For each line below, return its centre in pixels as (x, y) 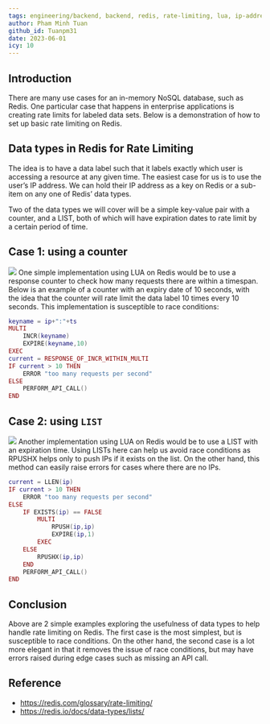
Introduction (40, 79)
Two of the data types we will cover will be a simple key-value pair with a (129, 209)
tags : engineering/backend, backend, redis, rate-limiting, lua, (120, 16)
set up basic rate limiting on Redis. (65, 123)
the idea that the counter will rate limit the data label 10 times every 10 (124, 298)
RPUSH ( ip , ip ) (73, 527)
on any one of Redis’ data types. (78, 193)
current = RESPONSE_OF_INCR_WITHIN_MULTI (79, 358)
